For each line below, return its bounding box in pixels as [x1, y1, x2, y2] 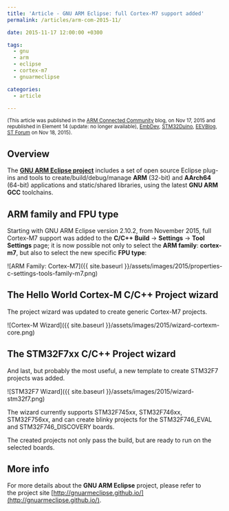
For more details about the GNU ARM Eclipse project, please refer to [7, 481, 201, 490]
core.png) [7, 328, 36, 337]
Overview [7, 148, 50, 159]
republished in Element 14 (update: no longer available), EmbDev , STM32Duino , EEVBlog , [7, 123, 218, 130]
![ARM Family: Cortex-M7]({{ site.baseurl [7, 262, 123, 270]
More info [7, 463, 50, 475]
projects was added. [7, 374, 65, 382]
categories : [7, 86, 41, 93]
